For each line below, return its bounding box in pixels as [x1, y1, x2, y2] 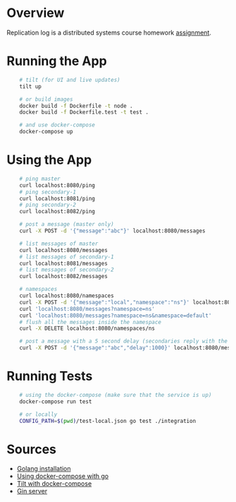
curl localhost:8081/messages [19, 260, 108, 267]
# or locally [19, 411, 58, 418]
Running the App [6, 53, 107, 69]
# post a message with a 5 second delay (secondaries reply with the [19, 337, 228, 345]
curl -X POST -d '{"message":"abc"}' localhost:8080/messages [19, 227, 206, 234]
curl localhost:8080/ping [19, 181, 96, 189]
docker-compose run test [19, 398, 92, 405]
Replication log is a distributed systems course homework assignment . [6, 28, 212, 37]
